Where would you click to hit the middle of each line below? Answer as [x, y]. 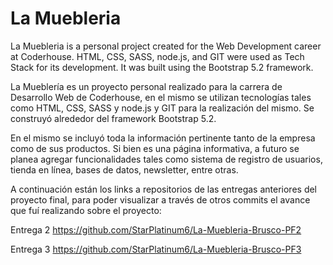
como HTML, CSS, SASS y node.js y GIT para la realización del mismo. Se [162, 108]
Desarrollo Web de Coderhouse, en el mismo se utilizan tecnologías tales [161, 97]
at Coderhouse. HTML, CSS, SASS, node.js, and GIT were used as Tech [157, 56]
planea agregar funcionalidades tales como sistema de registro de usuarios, [166, 159]
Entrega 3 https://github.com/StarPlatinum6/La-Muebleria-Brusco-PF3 [156, 249]
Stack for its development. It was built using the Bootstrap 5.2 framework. [162, 67]
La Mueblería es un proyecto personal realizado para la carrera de [146, 86]
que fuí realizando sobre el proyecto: [86, 210]
